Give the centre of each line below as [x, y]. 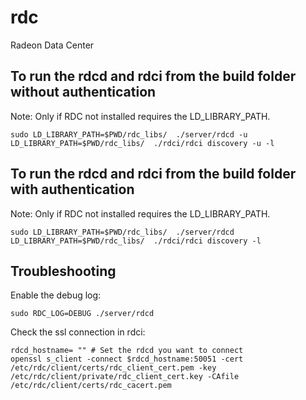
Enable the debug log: [56, 295]
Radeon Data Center [52, 45]
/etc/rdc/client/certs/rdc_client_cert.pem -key [113, 368]
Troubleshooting [63, 271]
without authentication [83, 92]
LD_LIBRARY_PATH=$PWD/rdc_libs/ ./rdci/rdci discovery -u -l [142, 143]
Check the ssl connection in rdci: [78, 332]
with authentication [72, 189]
